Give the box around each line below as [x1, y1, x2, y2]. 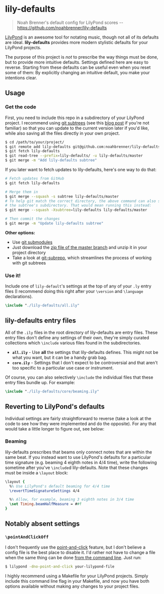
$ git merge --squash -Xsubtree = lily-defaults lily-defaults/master [5, 207, 147, 213]
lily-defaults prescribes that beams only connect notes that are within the [5, 449, 152, 455]
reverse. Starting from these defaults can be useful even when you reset [5, 64, 151, 70]
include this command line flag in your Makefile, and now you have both [5, 578, 150, 584]
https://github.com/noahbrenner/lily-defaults [17, 24, 107, 30]
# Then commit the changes [5, 216, 60, 222]
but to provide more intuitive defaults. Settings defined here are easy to [5, 59, 149, 65]
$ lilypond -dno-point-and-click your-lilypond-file [5, 564, 115, 569]
